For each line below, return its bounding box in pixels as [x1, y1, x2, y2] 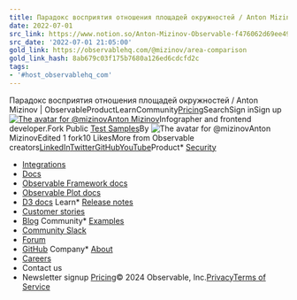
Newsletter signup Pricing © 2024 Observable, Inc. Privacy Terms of [21, 272, 267, 282]
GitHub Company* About [21, 243, 113, 254]
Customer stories [21, 205, 86, 217]
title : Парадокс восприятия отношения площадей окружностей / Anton [9, 12, 267, 22]
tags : [9, 63, 29, 72]
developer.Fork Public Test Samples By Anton [9, 123, 271, 134]
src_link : [9, 29, 46, 38]
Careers [21, 253, 51, 264]
